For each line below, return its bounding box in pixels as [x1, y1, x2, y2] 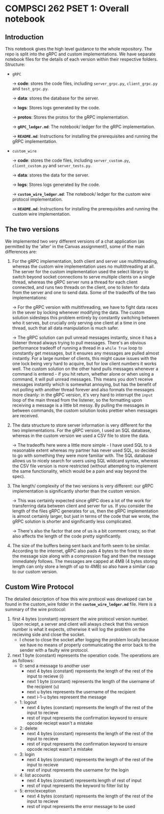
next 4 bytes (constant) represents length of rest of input [26, 777, 142, 783]
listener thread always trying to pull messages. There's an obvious [12, 339, 146, 346]
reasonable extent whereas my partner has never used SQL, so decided [12, 447, 158, 453]
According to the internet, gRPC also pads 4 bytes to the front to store [12, 548, 154, 554]
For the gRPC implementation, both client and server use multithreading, [12, 258, 158, 264]
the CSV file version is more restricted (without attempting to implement [12, 463, 158, 469]
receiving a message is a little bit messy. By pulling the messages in [12, 402, 149, 408]
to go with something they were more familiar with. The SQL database [12, 452, 153, 458]
